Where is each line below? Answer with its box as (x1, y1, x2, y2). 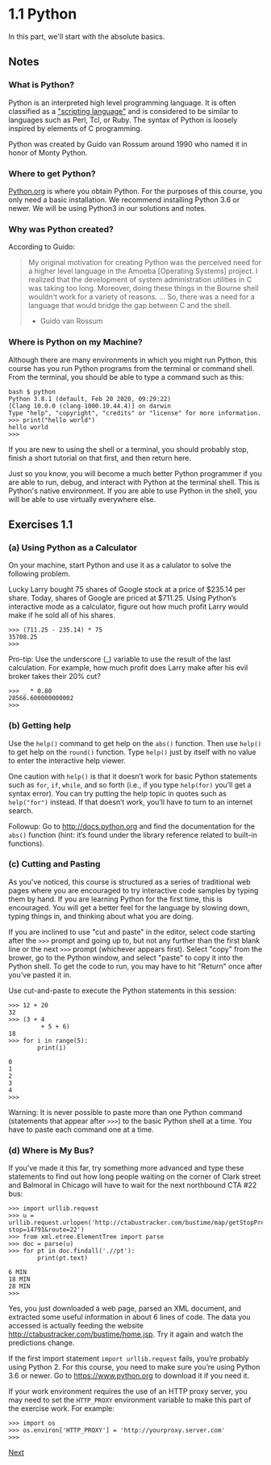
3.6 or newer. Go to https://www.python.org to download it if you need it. (8, 1371, 250, 1381)
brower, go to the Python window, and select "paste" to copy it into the (8, 952, 244, 962)
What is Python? (8, 79, 75, 91)
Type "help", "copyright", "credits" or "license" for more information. (8, 409, 262, 417)
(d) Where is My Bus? (8, 1145, 94, 1156)
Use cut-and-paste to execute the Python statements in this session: (8, 986, 236, 995)
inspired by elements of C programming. (8, 123, 143, 133)
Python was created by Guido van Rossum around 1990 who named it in (8, 139, 248, 149)
